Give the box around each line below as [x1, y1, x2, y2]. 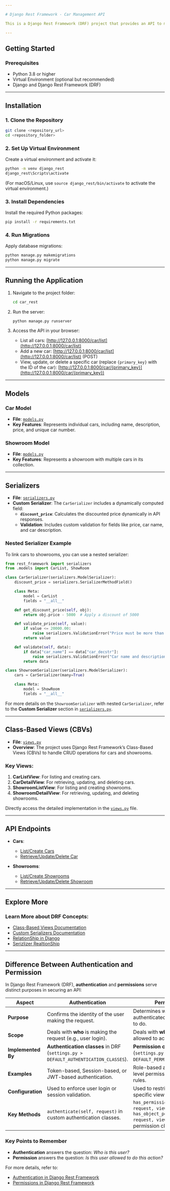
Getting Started [5, 44, 55, 53]
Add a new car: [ [20, 348, 55, 354]
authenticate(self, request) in [47, 1108, 123, 1115]
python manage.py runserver [12, 318, 72, 324]
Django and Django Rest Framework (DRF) [12, 82, 101, 88]
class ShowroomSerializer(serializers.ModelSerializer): [5, 668, 128, 673]
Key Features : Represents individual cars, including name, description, [12, 422, 160, 428]
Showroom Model [5, 439, 50, 447]
